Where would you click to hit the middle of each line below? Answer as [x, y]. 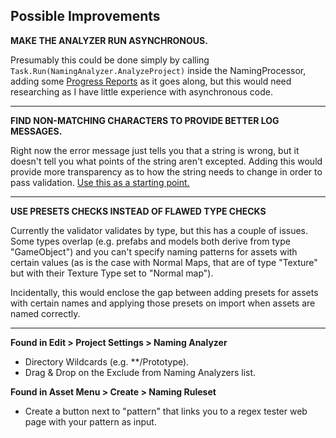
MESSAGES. [36, 131]
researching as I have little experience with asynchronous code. [141, 91]
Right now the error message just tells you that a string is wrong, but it [155, 150]
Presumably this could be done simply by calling [110, 60]
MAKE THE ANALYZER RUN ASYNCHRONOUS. [109, 40]
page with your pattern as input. [90, 421]
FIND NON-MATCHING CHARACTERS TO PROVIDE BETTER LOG [145, 120]
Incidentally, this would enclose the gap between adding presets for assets [164, 292]
